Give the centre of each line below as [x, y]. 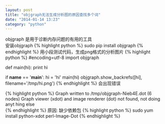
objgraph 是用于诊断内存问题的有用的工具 [49, 39]
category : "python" [26, 24]
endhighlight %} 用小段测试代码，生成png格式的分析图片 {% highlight [78, 52]
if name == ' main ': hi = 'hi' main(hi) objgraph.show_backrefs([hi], [74, 77]
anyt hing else [20, 104]
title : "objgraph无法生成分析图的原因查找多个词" [53, 15]
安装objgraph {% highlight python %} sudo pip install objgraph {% [74, 46]
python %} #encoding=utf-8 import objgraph [52, 58]
